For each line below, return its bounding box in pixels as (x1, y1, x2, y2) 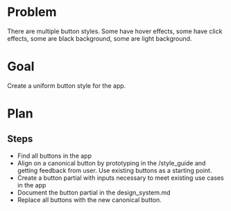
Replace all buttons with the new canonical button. (17, 195, 162, 204)
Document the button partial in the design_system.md (17, 188, 171, 196)
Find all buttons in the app (17, 152, 92, 160)
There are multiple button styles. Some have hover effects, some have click (7, 27, 223, 35)
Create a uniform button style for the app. (7, 81, 126, 90)
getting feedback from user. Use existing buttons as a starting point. (17, 166, 212, 174)
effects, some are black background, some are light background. (7, 34, 192, 42)
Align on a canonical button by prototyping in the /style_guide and (17, 158, 206, 167)
